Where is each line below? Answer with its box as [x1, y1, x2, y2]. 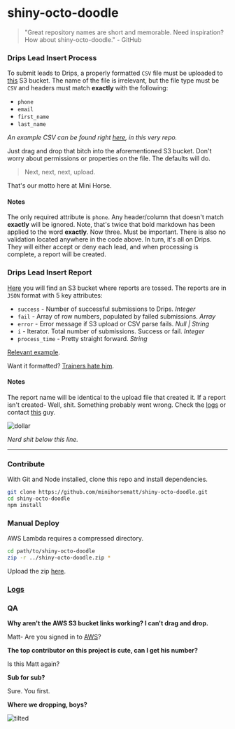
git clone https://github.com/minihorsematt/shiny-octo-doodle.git [7, 489, 208, 496]
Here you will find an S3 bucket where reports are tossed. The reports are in [7, 284, 227, 292]
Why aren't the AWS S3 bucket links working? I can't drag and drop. [7, 619, 208, 627]
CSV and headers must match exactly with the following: [7, 84, 169, 92]
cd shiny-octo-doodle [7, 495, 71, 502]
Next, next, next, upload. [24, 168, 96, 176]
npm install [7, 501, 42, 508]
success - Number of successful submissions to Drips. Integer [17, 305, 196, 313]
